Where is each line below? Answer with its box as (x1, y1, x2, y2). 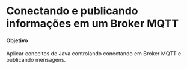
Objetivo (6, 37, 28, 44)
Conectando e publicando (6, 4, 138, 18)
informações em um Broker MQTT (6, 17, 179, 30)
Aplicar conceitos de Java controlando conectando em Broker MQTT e (6, 50, 182, 57)
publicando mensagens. (6, 57, 66, 64)
